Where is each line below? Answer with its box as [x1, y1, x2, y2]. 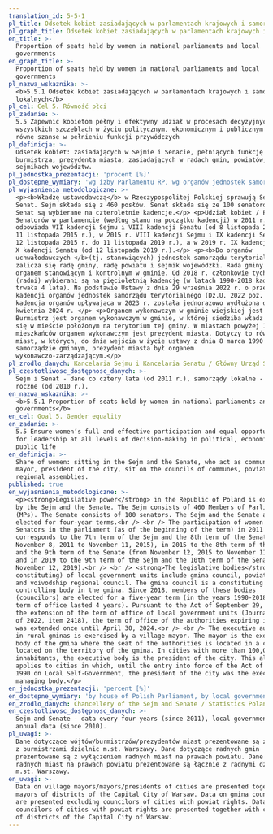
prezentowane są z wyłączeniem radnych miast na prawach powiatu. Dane [15, 753, 264, 761]
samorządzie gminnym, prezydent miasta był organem [15, 345, 195, 353]
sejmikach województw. [15, 163, 93, 172]
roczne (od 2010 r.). [15, 382, 89, 390]
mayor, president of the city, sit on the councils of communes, [15, 465, 242, 474]
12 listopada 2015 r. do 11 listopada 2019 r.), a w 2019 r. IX [15, 239, 238, 247]
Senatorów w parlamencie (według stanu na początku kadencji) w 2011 [15, 216, 256, 224]
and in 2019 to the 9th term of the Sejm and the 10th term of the [15, 556, 249, 564]
